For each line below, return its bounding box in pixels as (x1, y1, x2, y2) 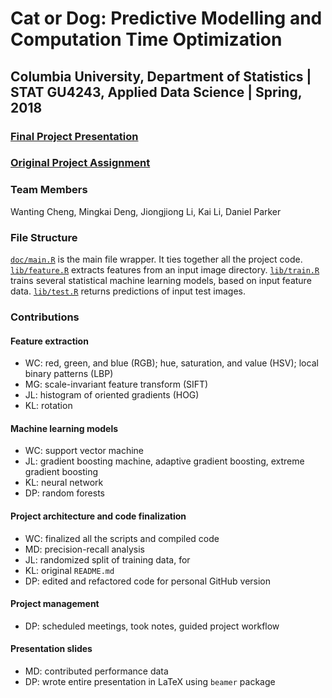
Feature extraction (10, 335, 89, 347)
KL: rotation (24, 400, 73, 412)
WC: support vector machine (24, 445, 145, 457)
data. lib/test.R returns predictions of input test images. (10, 285, 247, 297)
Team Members (10, 183, 88, 197)
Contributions (10, 310, 80, 324)
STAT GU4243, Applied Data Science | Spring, (10, 83, 303, 101)
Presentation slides (10, 643, 93, 655)
